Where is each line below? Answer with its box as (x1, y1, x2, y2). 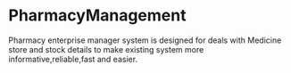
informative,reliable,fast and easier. (8, 53, 138, 64)
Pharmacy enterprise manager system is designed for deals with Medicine (8, 35, 282, 45)
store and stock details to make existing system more (8, 44, 204, 54)
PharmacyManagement (8, 5, 187, 26)
